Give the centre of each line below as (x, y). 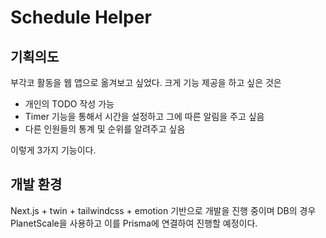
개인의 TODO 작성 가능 (69, 104)
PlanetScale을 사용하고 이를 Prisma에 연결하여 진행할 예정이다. (134, 223)
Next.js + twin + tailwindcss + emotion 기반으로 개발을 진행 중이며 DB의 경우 (163, 210)
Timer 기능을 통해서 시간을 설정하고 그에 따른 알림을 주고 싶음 (144, 116)
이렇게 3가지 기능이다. (53, 150)
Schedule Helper (81, 17)
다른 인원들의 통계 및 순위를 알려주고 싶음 (105, 129)
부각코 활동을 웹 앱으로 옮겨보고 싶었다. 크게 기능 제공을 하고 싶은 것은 (146, 82)
